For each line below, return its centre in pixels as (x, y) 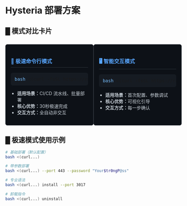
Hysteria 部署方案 (43, 10)
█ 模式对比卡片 (29, 31)
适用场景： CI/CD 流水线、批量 (49, 93)
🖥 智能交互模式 (117, 61)
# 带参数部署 (17, 166)
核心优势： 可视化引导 (127, 101)
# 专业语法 (15, 180)
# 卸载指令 (15, 194)
